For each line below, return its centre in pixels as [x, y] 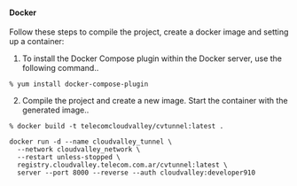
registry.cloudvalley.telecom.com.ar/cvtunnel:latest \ [122, 165]
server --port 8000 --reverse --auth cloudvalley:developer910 [136, 173]
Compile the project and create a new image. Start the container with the [155, 101]
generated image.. [55, 110]
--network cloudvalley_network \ [79, 150]
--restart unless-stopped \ [69, 158]
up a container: [37, 42]
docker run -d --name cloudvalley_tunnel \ [91, 142]
